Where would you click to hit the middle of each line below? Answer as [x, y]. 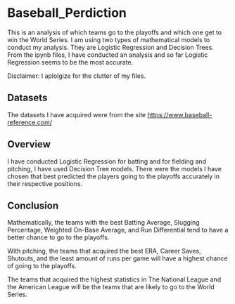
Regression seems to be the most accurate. [70, 62]
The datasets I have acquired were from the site [77, 114]
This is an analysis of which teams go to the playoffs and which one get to [115, 32]
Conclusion [33, 205]
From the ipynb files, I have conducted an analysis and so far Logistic [108, 55]
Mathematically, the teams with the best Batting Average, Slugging [103, 223]
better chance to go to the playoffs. [58, 237]
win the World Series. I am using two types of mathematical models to [109, 39]
